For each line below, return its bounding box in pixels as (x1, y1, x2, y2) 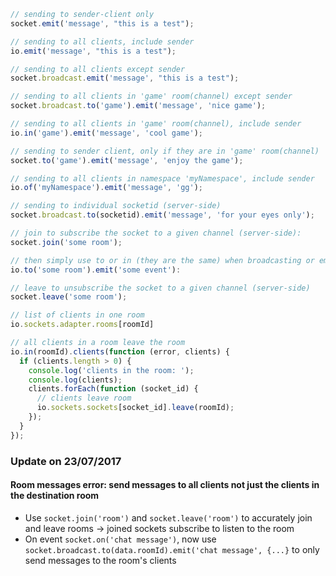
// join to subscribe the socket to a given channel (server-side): (10, 228, 302, 238)
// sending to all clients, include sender (10, 36, 195, 47)
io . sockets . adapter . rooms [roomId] (10, 320, 155, 330)
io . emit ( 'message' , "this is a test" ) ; (10, 46, 177, 56)
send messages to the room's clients (24, 554, 177, 566)
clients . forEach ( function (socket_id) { (28, 384, 199, 394)
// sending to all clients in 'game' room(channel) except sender (10, 91, 293, 102)
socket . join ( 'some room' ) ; (10, 237, 123, 247)
